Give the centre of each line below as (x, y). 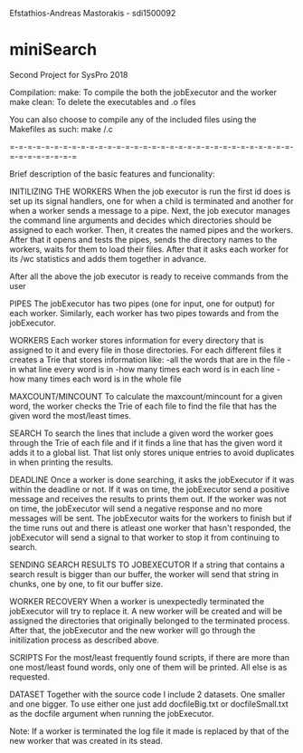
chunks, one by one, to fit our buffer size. (86, 584)
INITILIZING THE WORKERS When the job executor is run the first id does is (150, 191)
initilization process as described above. (85, 640)
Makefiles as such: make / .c (61, 129)
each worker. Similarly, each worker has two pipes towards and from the (144, 313)
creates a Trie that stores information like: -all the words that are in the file (147, 359)
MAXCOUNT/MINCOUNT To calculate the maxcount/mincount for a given (146, 396)
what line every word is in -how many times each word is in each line (146, 369)
